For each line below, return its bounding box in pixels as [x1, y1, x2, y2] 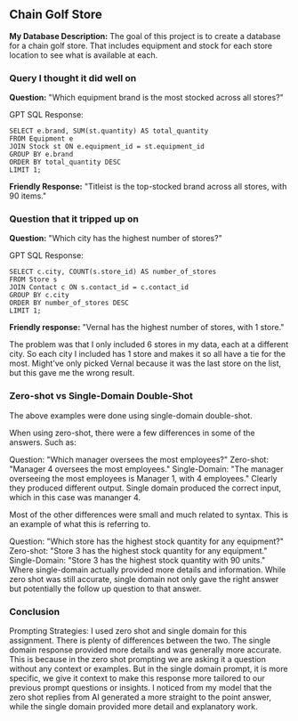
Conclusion [9, 605, 60, 618]
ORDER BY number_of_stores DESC [9, 298, 129, 308]
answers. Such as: [9, 436, 77, 448]
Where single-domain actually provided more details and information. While [9, 564, 286, 575]
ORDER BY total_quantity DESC [9, 158, 122, 167]
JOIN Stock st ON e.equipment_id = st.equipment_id [9, 142, 205, 151]
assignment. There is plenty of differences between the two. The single [9, 636, 271, 645]
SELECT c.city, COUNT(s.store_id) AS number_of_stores [9, 267, 217, 277]
